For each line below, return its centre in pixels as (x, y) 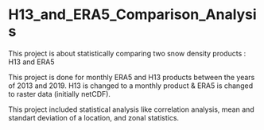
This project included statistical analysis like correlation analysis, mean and (131, 109)
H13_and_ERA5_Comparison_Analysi (132, 15)
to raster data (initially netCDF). (60, 94)
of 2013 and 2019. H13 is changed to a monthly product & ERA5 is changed (130, 86)
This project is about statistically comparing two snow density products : (127, 53)
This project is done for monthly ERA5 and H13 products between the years (132, 77)
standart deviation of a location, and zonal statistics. (94, 117)
